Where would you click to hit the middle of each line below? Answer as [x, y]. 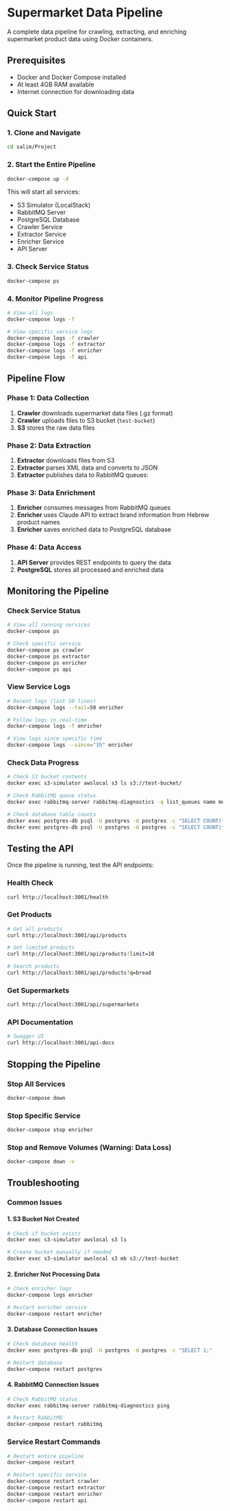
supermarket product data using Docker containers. [80, 38]
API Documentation [40, 1022]
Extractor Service [41, 234]
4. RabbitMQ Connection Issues [53, 1385]
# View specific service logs [50, 332]
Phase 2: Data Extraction [49, 446]
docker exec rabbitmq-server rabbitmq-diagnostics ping [88, 1405]
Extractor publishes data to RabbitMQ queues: [82, 475]
